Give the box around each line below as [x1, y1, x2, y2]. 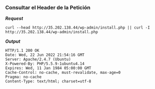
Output [5, 38, 21, 44]
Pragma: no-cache [5, 74, 42, 79]
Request [5, 16, 24, 22]
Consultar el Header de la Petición [5, 4, 91, 11]
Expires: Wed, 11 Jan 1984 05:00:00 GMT [5, 66, 92, 71]
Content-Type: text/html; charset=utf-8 [5, 79, 92, 84]
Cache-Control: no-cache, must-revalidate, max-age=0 [5, 70, 121, 75]
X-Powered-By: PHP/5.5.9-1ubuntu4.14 [5, 61, 85, 66]
